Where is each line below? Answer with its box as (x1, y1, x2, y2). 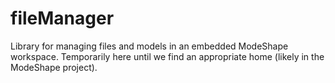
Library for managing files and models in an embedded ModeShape (10, 40, 289, 52)
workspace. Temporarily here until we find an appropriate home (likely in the (10, 50, 325, 62)
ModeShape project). (10, 61, 98, 73)
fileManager (10, 7, 115, 30)
